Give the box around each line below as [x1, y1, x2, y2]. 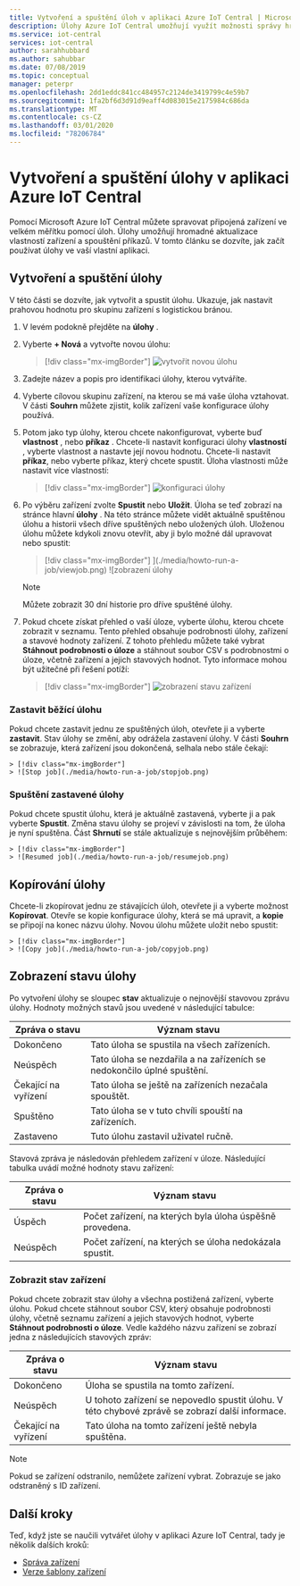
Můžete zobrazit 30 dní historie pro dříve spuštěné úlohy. [21, 599, 233, 609]
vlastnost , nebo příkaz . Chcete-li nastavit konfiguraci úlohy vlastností [21, 436, 287, 447]
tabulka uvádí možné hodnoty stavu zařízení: [9, 1162, 174, 1173]
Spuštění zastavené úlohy [9, 788, 125, 801]
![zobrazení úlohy [108, 564, 173, 575]
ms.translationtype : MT [9, 105, 98, 113]
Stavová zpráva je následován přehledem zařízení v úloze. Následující [9, 1153, 266, 1163]
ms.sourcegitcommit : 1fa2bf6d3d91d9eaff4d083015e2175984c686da [9, 96, 250, 105]
